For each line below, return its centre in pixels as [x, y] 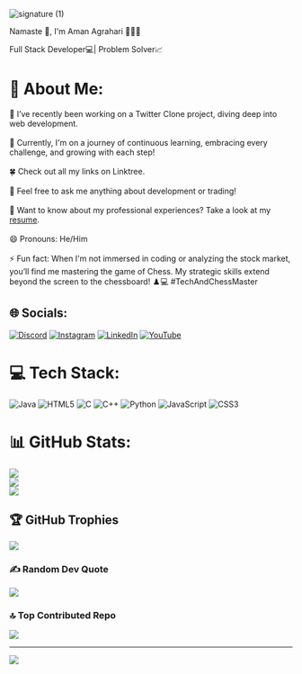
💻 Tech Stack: [65, 373]
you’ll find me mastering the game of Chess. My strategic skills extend [139, 271]
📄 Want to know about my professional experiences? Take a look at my [140, 210]
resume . [25, 220]
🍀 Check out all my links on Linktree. [77, 171]
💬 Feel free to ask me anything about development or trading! [123, 191]
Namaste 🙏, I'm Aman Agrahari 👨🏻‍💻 [75, 31]
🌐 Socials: [39, 314]
